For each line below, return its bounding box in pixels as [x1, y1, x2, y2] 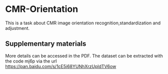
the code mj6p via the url [5, 58, 57, 64]
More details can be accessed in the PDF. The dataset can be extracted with [5, 53, 163, 59]
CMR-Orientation [5, 3, 79, 15]
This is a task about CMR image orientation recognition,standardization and [5, 20, 161, 26]
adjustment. [5, 25, 30, 31]
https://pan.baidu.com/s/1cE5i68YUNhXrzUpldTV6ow [5, 63, 116, 69]
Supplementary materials [5, 40, 87, 48]
